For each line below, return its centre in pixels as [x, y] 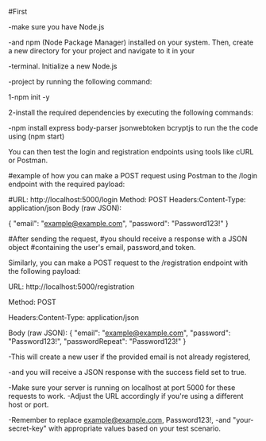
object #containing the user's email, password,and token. [102, 247]
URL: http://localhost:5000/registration [71, 287]
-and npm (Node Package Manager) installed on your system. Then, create [131, 42]
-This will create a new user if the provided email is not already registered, [129, 357]
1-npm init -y [29, 97]
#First [18, 12]
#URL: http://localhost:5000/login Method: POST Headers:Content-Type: [127, 199]
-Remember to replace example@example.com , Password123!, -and [120, 420]
